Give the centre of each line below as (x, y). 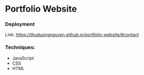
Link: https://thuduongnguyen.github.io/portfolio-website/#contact (72, 35)
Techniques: (20, 47)
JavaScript (23, 58)
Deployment (20, 24)
